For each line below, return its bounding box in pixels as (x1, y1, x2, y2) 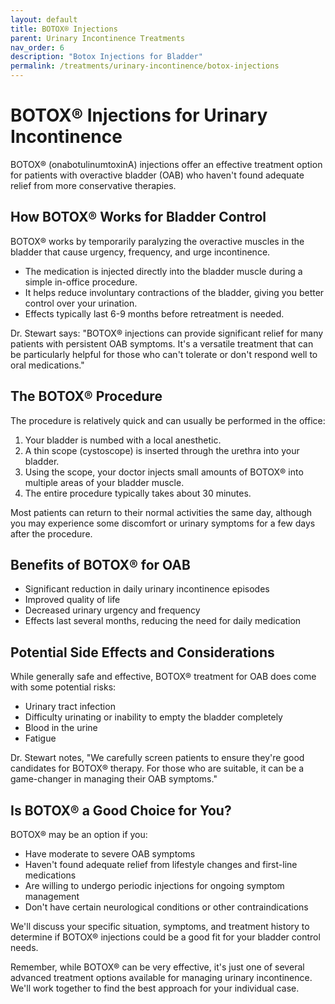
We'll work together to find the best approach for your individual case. (10, 982, 300, 994)
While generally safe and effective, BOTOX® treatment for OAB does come (10, 671, 317, 683)
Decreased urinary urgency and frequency (24, 604, 201, 616)
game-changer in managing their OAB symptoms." (10, 773, 218, 785)
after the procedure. (10, 527, 93, 540)
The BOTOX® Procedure (10, 388, 163, 405)
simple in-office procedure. (24, 276, 138, 288)
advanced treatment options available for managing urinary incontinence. (10, 972, 313, 983)
